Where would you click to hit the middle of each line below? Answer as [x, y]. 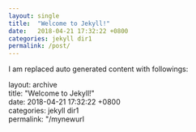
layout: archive [33, 85]
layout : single [34, 16]
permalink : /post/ [39, 46]
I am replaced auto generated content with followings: [98, 69]
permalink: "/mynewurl [47, 119]
